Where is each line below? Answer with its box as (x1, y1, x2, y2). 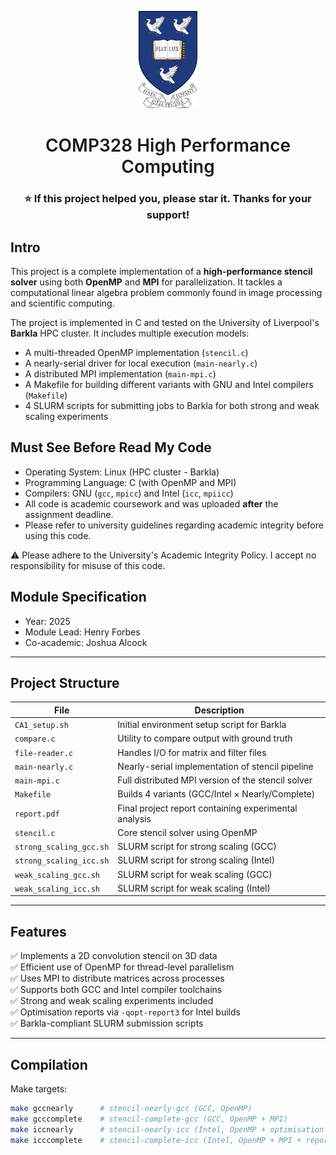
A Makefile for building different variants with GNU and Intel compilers (24, 378, 314, 390)
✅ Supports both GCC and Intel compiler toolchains (10, 984, 223, 996)
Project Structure (10, 674, 120, 691)
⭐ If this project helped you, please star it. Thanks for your (24, 192, 312, 206)
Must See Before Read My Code (10, 439, 212, 456)
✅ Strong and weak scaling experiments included (10, 995, 214, 1007)
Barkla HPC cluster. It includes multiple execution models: (10, 327, 250, 339)
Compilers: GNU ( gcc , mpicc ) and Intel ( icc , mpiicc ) (24, 487, 234, 499)
